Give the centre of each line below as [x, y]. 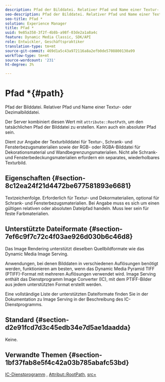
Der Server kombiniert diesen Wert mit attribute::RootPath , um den [74, 122]
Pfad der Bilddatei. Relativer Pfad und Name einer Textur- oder [68, 107]
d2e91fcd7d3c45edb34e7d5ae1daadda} [68, 328]
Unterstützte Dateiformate [46, 229]
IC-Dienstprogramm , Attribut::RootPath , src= [51, 375]
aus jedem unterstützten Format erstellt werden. [54, 284]
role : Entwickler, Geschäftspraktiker [45, 42]
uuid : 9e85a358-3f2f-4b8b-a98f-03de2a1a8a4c [51, 33]
